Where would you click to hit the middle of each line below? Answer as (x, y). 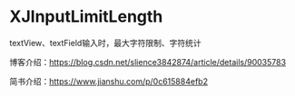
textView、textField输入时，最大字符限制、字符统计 (105, 43)
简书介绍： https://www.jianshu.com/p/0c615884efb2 (109, 81)
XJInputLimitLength (86, 17)
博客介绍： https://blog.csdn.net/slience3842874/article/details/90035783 (148, 62)
